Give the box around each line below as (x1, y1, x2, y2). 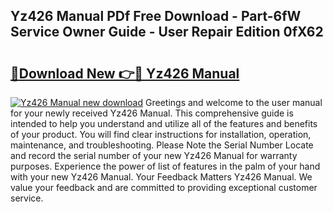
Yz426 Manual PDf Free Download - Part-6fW (10, 8, 302, 25)
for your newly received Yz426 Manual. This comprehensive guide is (10, 107, 294, 119)
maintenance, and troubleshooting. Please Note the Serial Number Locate (10, 139, 314, 151)
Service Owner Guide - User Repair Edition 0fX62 (10, 24, 324, 41)
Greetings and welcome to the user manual (145, 97, 323, 108)
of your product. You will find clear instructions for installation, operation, (10, 129, 312, 140)
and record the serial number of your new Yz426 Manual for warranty (10, 150, 298, 161)
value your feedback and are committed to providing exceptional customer (10, 182, 318, 193)
